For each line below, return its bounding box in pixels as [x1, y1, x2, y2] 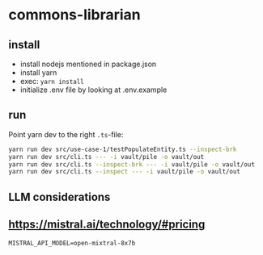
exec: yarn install [19, 77, 85, 86]
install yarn [19, 68, 57, 77]
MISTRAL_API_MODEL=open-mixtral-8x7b [8, 239, 136, 247]
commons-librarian [8, 6, 142, 24]
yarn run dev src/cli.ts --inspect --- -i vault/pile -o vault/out [8, 168, 241, 176]
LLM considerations [8, 190, 111, 203]
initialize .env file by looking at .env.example [19, 85, 168, 94]
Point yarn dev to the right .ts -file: [8, 129, 124, 139]
